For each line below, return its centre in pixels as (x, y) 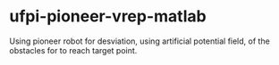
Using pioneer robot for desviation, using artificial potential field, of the (139, 41)
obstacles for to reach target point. (73, 50)
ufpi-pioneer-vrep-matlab (108, 16)
